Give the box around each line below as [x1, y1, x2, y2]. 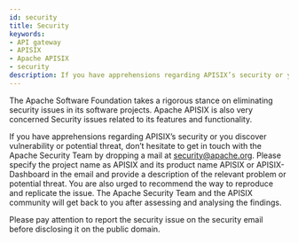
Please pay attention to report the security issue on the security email [9, 214, 263, 224]
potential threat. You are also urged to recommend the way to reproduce [9, 178, 273, 189]
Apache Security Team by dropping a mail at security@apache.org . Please [9, 150, 282, 161]
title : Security [9, 21, 69, 30]
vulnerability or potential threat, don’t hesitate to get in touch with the [9, 140, 262, 151]
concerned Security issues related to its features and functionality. [9, 114, 253, 124]
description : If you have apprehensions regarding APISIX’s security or [9, 71, 284, 80]
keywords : [9, 29, 46, 38]
